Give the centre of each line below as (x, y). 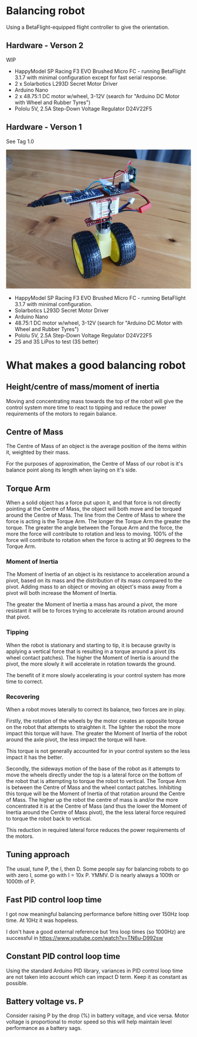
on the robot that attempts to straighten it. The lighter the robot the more (93, 727)
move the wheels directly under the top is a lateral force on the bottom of (94, 775)
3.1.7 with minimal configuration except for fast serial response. (91, 77)
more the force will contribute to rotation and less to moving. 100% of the (94, 534)
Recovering (23, 697)
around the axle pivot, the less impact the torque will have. (77, 740)
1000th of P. (21, 881)
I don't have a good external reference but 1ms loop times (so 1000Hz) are (96, 931)
